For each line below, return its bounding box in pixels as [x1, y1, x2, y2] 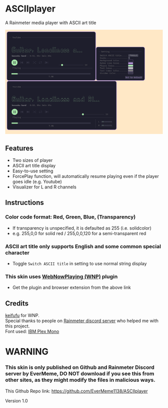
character [5, 249, 30, 256]
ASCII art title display [12, 162, 56, 168]
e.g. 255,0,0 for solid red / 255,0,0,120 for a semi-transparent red [12, 230, 146, 236]
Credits [5, 299, 29, 308]
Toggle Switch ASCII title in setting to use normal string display [12, 260, 147, 266]
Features [5, 144, 33, 152]
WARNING [5, 346, 48, 357]
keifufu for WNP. [5, 313, 40, 319]
